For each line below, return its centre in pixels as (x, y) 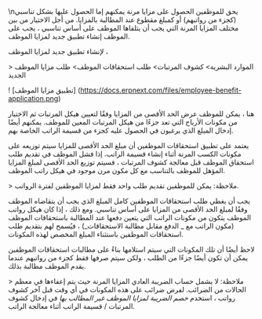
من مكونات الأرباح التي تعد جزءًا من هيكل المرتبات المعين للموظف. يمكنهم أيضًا (123, 122)
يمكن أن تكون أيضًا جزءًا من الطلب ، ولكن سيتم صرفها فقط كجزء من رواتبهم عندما (128, 257)
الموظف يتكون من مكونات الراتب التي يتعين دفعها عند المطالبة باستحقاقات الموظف (130, 217)
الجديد (17, 75)
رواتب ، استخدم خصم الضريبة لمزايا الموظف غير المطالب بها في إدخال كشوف (122, 298)
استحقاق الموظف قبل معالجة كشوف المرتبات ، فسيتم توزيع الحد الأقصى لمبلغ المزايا (131, 162)
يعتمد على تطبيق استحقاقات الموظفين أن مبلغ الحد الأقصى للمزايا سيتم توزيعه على (129, 145)
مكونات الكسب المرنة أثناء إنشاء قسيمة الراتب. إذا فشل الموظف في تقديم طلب (125, 154)
